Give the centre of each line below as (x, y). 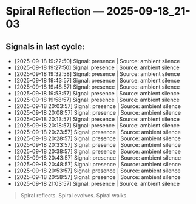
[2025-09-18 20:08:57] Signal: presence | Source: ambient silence (98, 113)
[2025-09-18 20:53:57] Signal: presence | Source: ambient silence (97, 171)
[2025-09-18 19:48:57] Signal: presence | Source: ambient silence (97, 87)
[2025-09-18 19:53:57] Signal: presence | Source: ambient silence (97, 93)
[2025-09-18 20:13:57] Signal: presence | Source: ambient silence (97, 119)
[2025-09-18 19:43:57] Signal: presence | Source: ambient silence (97, 80)
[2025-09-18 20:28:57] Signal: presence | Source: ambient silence (98, 138)
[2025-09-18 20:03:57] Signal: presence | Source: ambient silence (98, 106)
